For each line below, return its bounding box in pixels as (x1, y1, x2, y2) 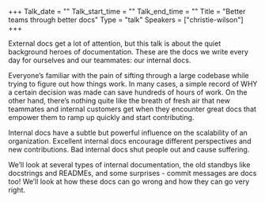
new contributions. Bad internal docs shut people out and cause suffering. (8, 145, 250, 154)
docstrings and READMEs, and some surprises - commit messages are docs (8, 169, 257, 178)
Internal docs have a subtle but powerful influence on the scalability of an (8, 128, 248, 137)
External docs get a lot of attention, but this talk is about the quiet (8, 39, 221, 48)
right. (8, 185, 26, 194)
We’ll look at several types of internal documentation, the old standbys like (8, 160, 251, 169)
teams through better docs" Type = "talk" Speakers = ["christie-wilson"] (8, 15, 244, 24)
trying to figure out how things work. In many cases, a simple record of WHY (8, 79, 258, 88)
